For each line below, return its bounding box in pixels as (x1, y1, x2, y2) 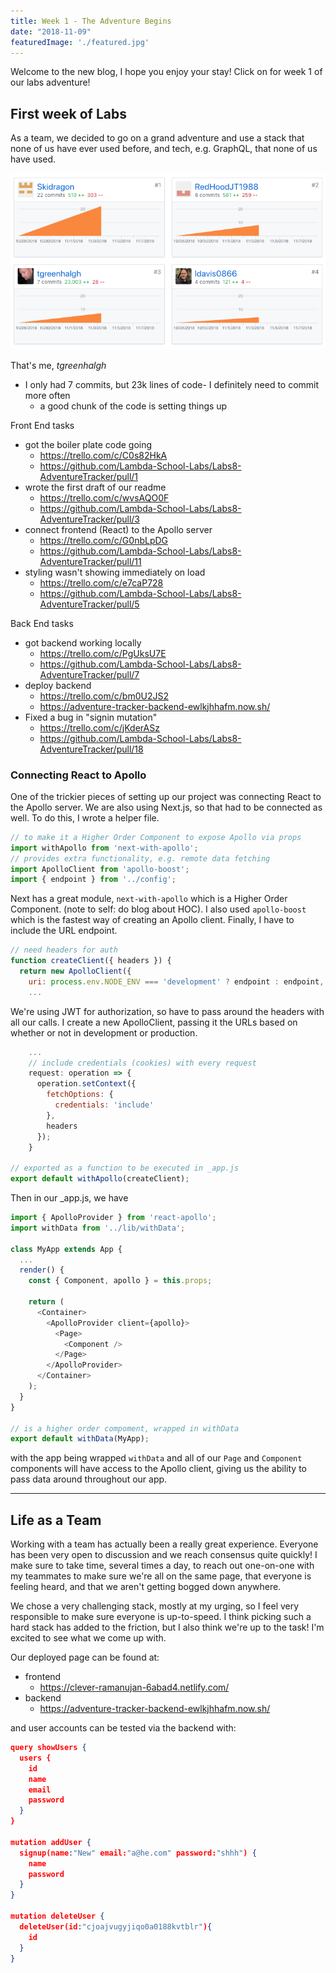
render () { (19, 1265, 65, 1275)
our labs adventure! (10, 76, 91, 89)
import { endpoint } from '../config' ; (10, 875, 177, 885)
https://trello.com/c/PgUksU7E (39, 647, 167, 659)
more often (24, 389, 71, 401)
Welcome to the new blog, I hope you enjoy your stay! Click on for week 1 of (10, 66, 323, 78)
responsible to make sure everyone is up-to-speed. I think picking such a (10, 1611, 312, 1623)
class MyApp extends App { (10, 1244, 123, 1254)
